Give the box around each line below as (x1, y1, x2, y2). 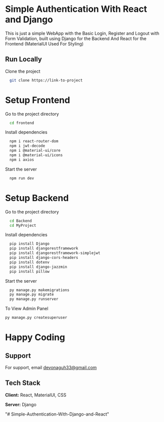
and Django (5, 14, 53, 25)
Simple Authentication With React (5, 3, 147, 15)
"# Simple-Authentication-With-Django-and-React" (5, 411, 110, 417)
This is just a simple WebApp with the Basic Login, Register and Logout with (5, 30, 160, 36)
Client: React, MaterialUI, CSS (5, 392, 67, 398)
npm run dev (9, 175, 35, 181)
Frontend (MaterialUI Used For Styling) (5, 41, 84, 46)
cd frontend (9, 120, 35, 126)
